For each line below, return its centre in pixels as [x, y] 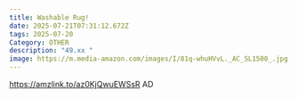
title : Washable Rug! [49, 17]
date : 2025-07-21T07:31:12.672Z [69, 26]
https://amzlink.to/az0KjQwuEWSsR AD [81, 84]
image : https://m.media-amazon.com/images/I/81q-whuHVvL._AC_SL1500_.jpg [149, 59]
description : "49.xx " [51, 51]
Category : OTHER [39, 42]
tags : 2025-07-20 [41, 34]
